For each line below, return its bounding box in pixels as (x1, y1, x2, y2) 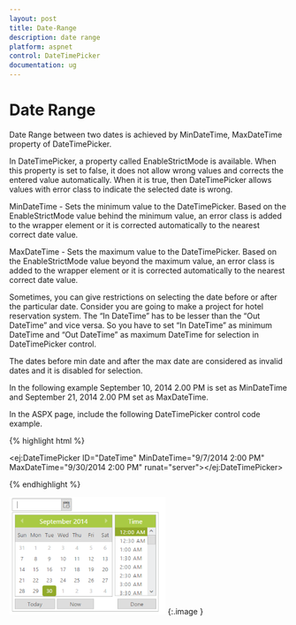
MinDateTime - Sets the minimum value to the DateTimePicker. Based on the (9, 201, 287, 211)
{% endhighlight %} (9, 478, 81, 490)
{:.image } (167, 606, 204, 616)
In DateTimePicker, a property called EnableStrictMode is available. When (9, 156, 277, 166)
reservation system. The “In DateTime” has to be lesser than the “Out (9, 310, 261, 321)
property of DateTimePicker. (9, 138, 112, 149)
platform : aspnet (9, 42, 73, 51)
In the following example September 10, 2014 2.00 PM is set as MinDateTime (9, 382, 288, 393)
